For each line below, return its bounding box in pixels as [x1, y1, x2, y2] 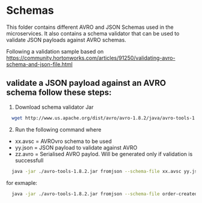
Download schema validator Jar [14, 103, 94, 111]
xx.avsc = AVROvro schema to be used [14, 138, 112, 145]
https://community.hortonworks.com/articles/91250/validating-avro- [6, 54, 176, 61]
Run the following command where [14, 126, 102, 133]
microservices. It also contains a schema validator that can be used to [6, 29, 180, 37]
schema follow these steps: [6, 88, 112, 98]
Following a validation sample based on [6, 47, 104, 55]
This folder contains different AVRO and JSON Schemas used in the [6, 23, 174, 31]
